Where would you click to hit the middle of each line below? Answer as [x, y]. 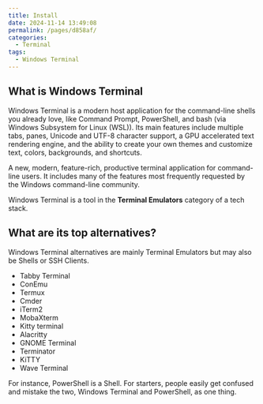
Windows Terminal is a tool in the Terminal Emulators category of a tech [126, 200]
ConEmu [34, 284]
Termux [32, 292]
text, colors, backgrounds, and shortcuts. [75, 152]
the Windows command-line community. [74, 184]
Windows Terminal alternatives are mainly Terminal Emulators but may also [130, 252]
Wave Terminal [44, 368]
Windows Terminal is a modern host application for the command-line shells [132, 110]
